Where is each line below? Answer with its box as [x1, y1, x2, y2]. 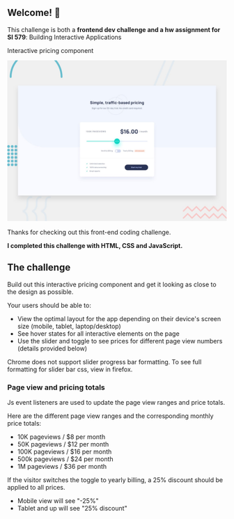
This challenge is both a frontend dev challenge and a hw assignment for [7, 25, 221, 33]
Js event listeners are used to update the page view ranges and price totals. [7, 398, 226, 407]
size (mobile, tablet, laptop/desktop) [17, 322, 122, 330]
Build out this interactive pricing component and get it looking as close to [7, 280, 217, 288]
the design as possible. [7, 287, 74, 296]
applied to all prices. [7, 483, 65, 492]
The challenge [7, 262, 71, 274]
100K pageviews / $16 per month [17, 447, 112, 456]
